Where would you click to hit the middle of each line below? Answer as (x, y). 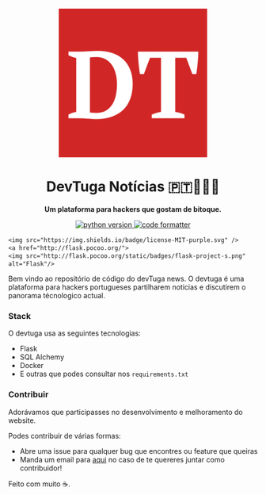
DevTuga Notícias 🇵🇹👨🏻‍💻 (133, 187)
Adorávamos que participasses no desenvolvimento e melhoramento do (125, 412)
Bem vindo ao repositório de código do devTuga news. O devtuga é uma (126, 278)
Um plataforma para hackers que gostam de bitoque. (133, 209)
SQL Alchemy (42, 357)
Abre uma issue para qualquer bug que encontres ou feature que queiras (139, 451)
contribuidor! (41, 468)
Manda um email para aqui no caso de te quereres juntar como (122, 459)
